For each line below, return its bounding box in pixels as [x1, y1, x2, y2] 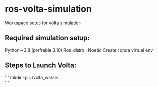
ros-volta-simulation [5, 3, 92, 15]
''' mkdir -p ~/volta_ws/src [5, 74, 59, 80]
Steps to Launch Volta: [5, 61, 77, 70]
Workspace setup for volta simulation [5, 20, 81, 26]
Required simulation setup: [5, 34, 90, 42]
